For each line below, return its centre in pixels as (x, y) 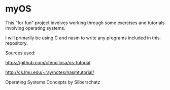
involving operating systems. (35, 28)
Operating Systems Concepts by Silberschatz (53, 82)
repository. (16, 43)
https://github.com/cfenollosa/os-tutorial (48, 62)
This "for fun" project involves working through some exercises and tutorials (85, 23)
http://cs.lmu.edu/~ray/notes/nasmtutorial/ (50, 72)
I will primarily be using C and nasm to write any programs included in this (82, 38)
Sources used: (20, 53)
